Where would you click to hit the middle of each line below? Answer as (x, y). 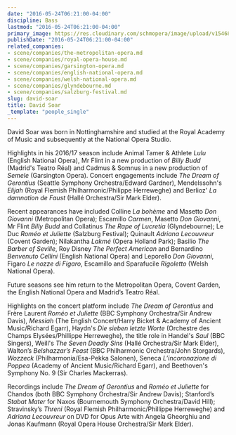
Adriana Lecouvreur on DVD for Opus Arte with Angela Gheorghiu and (109, 416)
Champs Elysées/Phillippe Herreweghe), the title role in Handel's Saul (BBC (116, 335)
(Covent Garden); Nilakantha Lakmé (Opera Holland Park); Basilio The (108, 241)
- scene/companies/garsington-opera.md (66, 66)
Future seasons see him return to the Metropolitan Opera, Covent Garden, (114, 285)
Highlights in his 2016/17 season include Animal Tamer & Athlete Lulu (107, 152)
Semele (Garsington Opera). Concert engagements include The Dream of (113, 175)
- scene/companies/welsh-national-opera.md (72, 79)
